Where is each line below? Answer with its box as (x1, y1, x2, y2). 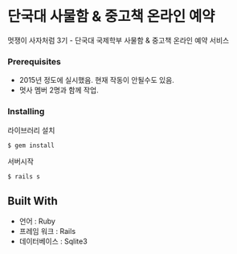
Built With (7, 194, 58, 207)
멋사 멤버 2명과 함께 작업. (18, 85, 99, 95)
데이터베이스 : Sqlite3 (18, 236, 88, 246)
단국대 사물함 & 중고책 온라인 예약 (7, 7, 215, 26)
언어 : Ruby (18, 216, 55, 226)
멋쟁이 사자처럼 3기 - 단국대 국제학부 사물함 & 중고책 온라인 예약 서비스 (7, 35, 230, 45)
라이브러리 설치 (7, 125, 55, 135)
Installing (7, 106, 45, 117)
